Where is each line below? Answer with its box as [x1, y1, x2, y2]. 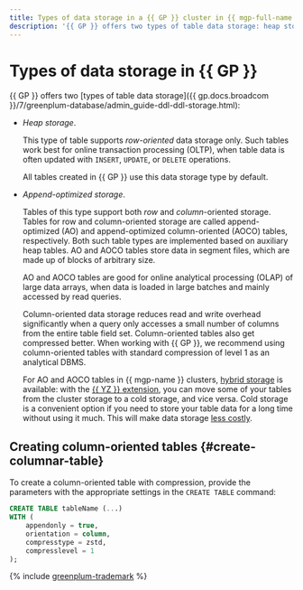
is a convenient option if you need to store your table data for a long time [22, 403, 293, 414]
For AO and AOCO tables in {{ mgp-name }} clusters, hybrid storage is [22, 374, 284, 385]
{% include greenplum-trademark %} [9, 571, 148, 582]
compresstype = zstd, [25, 538, 106, 547]
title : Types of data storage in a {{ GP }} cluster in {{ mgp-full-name [9, 13, 293, 23]
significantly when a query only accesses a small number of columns [22, 318, 280, 330]
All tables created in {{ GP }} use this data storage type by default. [22, 172, 269, 183]
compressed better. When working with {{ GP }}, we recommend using [22, 338, 286, 349]
